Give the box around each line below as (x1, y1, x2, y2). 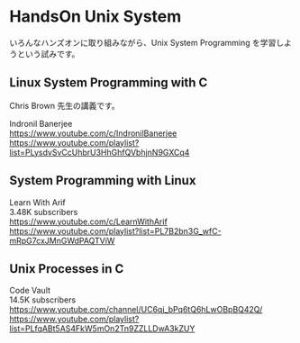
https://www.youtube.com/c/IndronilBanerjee (9, 128, 177, 139)
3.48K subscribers (9, 206, 78, 217)
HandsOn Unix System (9, 6, 182, 27)
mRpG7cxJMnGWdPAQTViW (9, 235, 115, 246)
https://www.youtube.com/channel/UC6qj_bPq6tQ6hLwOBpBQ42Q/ (9, 304, 263, 315)
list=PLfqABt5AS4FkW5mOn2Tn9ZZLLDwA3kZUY (9, 323, 195, 334)
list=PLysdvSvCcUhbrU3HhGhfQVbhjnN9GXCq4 (9, 147, 190, 158)
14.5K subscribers (9, 294, 77, 305)
